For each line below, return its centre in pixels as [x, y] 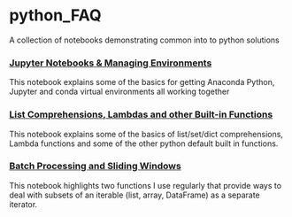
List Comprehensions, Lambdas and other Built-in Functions [141, 114]
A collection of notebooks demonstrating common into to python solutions [145, 40]
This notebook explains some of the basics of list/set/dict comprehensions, [146, 134]
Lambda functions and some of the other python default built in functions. [144, 143]
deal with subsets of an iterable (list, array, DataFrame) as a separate [134, 195]
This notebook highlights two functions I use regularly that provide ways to [145, 185]
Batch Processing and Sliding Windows [95, 167]
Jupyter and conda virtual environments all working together [119, 92]
